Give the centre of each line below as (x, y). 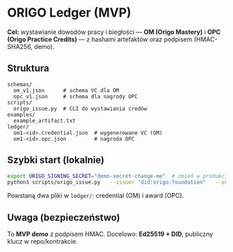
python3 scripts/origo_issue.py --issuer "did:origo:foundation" (107, 182)
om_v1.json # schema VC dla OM (66, 90)
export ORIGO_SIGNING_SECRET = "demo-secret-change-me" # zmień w (103, 176)
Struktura (28, 68)
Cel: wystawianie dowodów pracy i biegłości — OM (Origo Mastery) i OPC (114, 32)
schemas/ (20, 84)
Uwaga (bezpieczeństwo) (63, 217)
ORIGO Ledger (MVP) (69, 13)
